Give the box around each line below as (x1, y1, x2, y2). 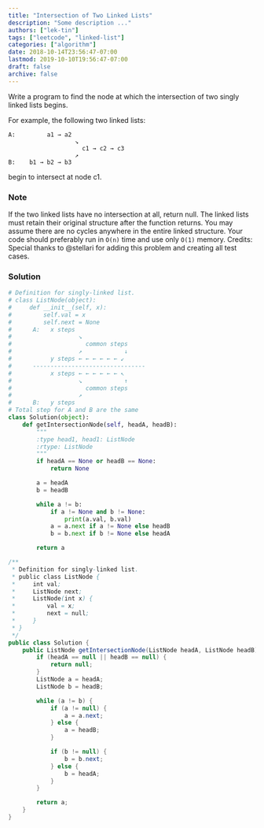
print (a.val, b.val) (64, 515, 132, 523)
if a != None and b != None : (49, 507, 146, 516)
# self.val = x (8, 310, 86, 319)
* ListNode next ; (11, 588, 82, 596)
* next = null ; (11, 610, 90, 618)
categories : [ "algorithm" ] (8, 41, 97, 49)
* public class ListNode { (11, 573, 101, 581)
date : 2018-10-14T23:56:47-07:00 (8, 48, 118, 56)
